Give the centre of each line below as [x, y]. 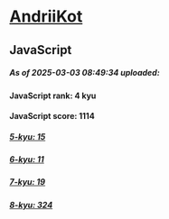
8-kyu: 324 [31, 205]
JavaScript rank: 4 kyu [53, 96]
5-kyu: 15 [28, 136]
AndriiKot [46, 17]
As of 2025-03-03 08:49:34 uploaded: [84, 73]
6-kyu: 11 [27, 160]
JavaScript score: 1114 [52, 116]
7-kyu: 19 [28, 182]
